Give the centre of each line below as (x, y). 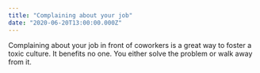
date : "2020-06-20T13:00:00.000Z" (65, 23)
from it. (20, 62)
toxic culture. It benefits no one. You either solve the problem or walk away (130, 53)
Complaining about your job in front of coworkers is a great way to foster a (130, 45)
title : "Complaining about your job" (71, 15)
